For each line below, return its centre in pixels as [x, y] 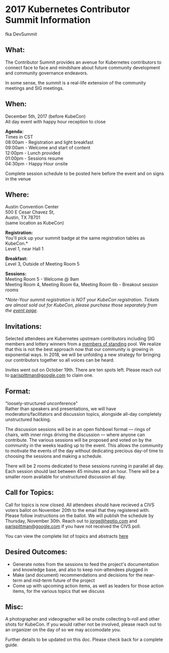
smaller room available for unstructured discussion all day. [66, 477]
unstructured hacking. [28, 419]
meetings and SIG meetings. [35, 88]
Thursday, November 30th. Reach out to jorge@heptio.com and [71, 521]
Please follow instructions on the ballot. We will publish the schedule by [79, 515]
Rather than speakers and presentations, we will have [61, 409]
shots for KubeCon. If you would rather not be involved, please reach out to [83, 624]
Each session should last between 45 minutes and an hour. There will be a [82, 471]
